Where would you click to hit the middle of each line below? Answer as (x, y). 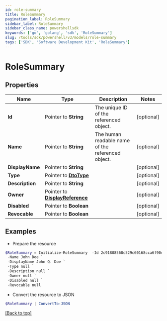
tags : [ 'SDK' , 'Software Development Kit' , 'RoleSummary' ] (68, 42)
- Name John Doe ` (25, 257)
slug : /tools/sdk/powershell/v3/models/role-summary (61, 38)
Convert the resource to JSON (43, 295)
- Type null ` (21, 267)
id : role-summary (23, 10)
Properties (22, 85)
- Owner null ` (22, 276)
